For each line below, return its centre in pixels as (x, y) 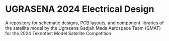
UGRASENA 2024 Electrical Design (80, 9)
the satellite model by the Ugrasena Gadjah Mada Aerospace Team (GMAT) (83, 28)
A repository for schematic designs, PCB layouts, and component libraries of (84, 23)
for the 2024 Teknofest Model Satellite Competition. (59, 33)
